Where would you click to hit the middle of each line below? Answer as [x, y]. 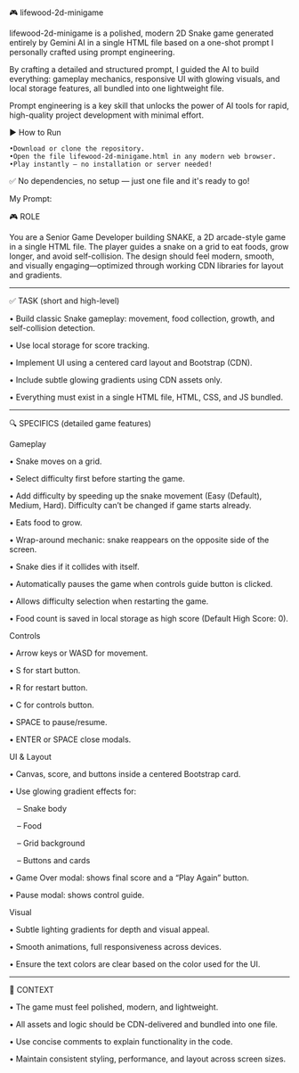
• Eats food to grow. [46, 523]
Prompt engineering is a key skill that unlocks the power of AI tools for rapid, [149, 106]
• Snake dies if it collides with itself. [74, 566]
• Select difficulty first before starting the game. [97, 479]
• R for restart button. [48, 688]
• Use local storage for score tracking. [79, 345]
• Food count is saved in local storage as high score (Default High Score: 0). [149, 619]
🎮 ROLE [25, 216]
